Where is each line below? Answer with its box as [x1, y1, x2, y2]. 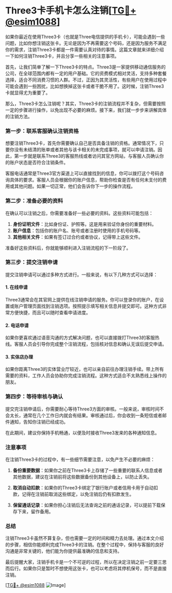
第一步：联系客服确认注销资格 [5, 127, 79, 134]
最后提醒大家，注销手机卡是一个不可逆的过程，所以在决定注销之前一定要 [5, 559, 158, 565]
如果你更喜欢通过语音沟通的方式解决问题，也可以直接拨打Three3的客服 [5, 335, 155, 341]
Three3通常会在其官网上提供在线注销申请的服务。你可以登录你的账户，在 [5, 297, 160, 303]
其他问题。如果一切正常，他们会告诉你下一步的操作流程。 [14, 183, 136, 189]
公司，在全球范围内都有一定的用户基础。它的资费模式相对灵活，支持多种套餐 [5, 70, 167, 76]
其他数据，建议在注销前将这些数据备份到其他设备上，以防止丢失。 [12, 474, 152, 480]
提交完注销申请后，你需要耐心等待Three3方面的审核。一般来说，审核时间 [5, 406, 160, 412]
